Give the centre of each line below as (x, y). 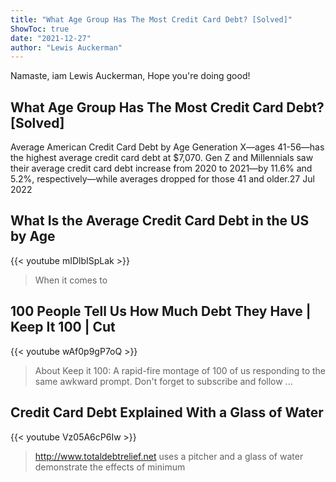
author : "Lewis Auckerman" (66, 47)
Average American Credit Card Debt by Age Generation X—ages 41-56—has (167, 147)
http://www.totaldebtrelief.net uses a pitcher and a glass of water (169, 456)
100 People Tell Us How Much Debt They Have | (161, 311)
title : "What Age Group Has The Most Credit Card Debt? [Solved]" (151, 19)
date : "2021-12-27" (51, 38)
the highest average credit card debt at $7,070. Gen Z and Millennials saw (162, 158)
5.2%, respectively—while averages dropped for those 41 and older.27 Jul (162, 179)
